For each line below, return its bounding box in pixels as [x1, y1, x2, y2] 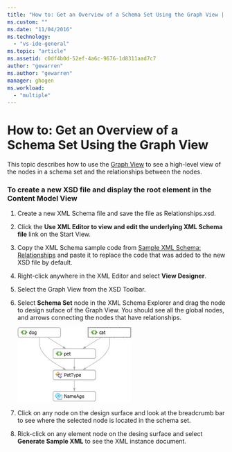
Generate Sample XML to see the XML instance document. [17, 437, 187, 446]
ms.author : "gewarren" [7, 69, 73, 76]
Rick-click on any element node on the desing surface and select [17, 430, 203, 438]
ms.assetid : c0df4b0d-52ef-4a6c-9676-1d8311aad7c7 [7, 56, 157, 62]
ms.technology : [7, 33, 51, 40]
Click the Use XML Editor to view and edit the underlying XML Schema [17, 223, 223, 231]
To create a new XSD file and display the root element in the [7, 185, 212, 194]
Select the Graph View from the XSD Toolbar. [17, 285, 147, 294]
